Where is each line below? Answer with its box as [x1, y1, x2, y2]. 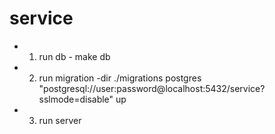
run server [38, 114, 82, 126]
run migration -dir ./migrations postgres [38, 72, 202, 84]
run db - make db [38, 50, 111, 62]
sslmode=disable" [38, 93, 114, 105]
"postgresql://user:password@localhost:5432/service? [38, 82, 266, 94]
